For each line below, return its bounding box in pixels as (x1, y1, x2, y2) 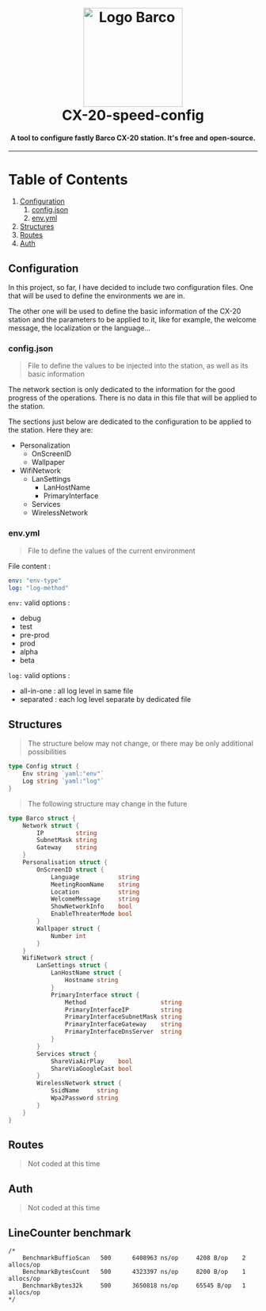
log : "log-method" (8, 584, 69, 592)
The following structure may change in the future (27, 798, 188, 808)
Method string (64, 998, 182, 1006)
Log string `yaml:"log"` (22, 777, 104, 786)
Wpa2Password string (50, 1094, 119, 1103)
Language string (50, 873, 140, 881)
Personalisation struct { (22, 859, 108, 867)
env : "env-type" (8, 577, 62, 585)
